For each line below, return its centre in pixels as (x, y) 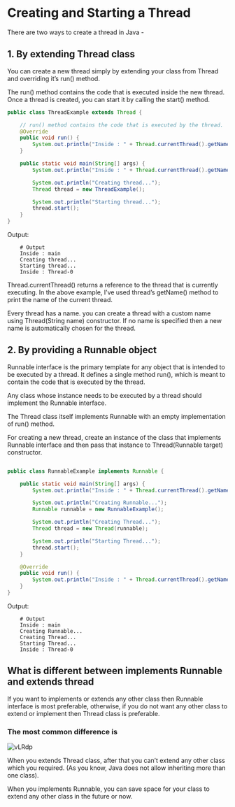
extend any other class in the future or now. (70, 797)
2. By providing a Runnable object (82, 350)
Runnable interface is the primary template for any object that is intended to (116, 367)
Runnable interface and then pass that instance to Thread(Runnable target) (115, 445)
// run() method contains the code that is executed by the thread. (122, 125)
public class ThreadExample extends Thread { (74, 112)
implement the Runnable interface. (57, 403)
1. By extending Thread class (71, 54)
